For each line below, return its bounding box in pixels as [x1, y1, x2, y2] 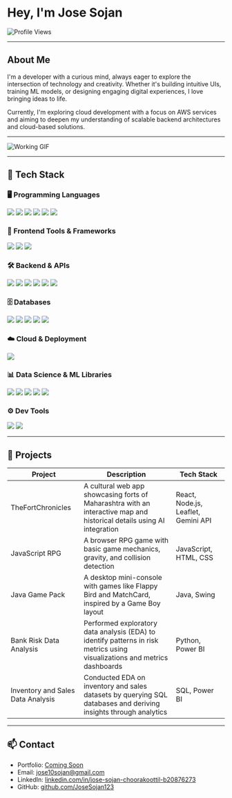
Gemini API [175, 516, 212, 525]
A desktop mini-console [84, 573, 162, 583]
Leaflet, [175, 507, 200, 517]
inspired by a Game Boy [84, 598, 161, 608]
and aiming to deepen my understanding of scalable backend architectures [7, 115, 221, 124]
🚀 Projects [7, 449, 52, 460]
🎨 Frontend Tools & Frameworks [7, 226, 116, 236]
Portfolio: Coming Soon [17, 761, 84, 769]
